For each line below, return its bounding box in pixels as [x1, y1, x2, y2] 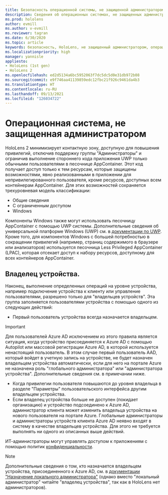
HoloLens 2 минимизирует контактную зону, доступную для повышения [5, 145, 159, 151]
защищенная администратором [5, 129, 146, 140]
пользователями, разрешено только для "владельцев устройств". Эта [5, 294, 155, 299]
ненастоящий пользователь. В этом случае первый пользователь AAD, [5, 349, 157, 355]
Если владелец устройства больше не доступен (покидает [12, 397, 138, 402]
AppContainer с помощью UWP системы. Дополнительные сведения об [5, 223, 159, 229]
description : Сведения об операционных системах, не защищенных [5, 12, 142, 17]
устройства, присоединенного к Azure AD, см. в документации [5, 468, 140, 474]
